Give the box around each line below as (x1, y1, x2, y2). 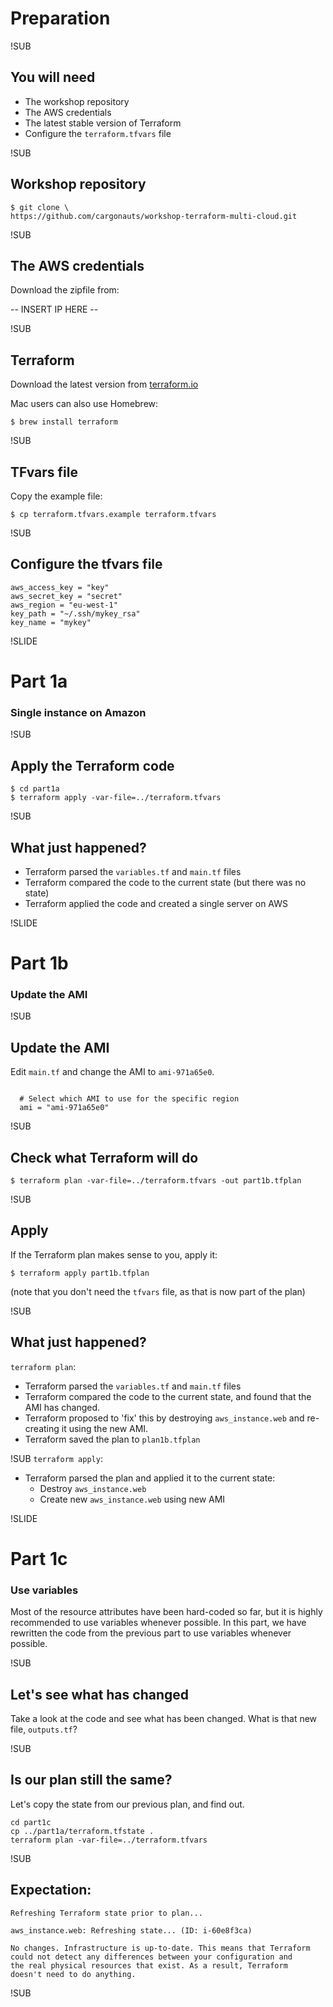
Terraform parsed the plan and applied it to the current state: (24, 1472, 276, 1484)
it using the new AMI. (61, 1422, 149, 1434)
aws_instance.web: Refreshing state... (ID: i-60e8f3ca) (10, 1925, 253, 1936)
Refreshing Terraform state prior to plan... (10, 1908, 203, 1918)
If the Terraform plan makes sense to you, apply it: (10, 1248, 218, 1261)
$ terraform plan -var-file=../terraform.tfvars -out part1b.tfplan (10, 1176, 302, 1186)
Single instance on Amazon (10, 705, 147, 719)
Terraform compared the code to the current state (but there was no (24, 876, 307, 888)
